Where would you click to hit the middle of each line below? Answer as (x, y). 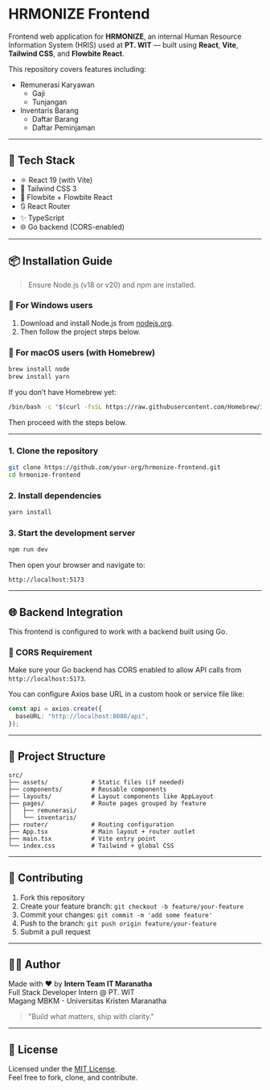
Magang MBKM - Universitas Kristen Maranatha (88, 1001)
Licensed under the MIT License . (63, 1069)
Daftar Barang (55, 119)
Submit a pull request (55, 931)
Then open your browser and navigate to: (77, 565)
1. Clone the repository (53, 451)
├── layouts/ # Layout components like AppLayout (111, 796)
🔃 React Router (45, 206)
